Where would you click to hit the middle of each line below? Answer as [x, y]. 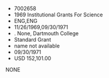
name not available [37, 46]
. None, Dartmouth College [46, 33]
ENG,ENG [25, 21]
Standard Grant [32, 40]
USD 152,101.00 [33, 58]
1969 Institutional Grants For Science [58, 15]
